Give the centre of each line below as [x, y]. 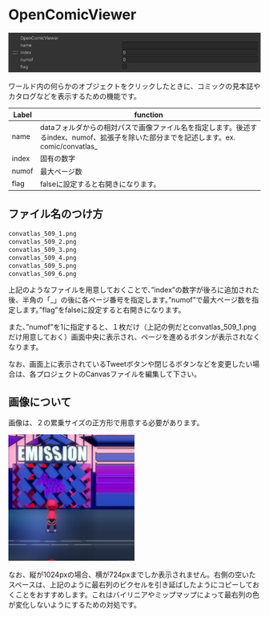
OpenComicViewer [72, 15]
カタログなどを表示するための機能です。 [75, 96]
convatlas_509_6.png [43, 274]
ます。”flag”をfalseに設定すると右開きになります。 [104, 310]
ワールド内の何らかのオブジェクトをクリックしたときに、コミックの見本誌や [134, 87]
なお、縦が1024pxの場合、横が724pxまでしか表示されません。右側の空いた [132, 574]
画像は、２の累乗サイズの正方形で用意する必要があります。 [106, 422]
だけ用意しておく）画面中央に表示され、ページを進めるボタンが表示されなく [134, 337]
